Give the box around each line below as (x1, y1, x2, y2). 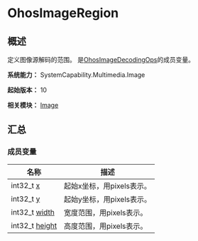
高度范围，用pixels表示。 (63, 221, 148, 231)
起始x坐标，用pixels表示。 (63, 180, 151, 190)
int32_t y (11, 194, 40, 204)
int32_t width (11, 207, 55, 217)
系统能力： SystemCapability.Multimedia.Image (7, 71, 145, 79)
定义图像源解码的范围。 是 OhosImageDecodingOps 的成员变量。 (7, 56, 195, 63)
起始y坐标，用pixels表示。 (63, 194, 152, 204)
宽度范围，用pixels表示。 (63, 207, 148, 217)
